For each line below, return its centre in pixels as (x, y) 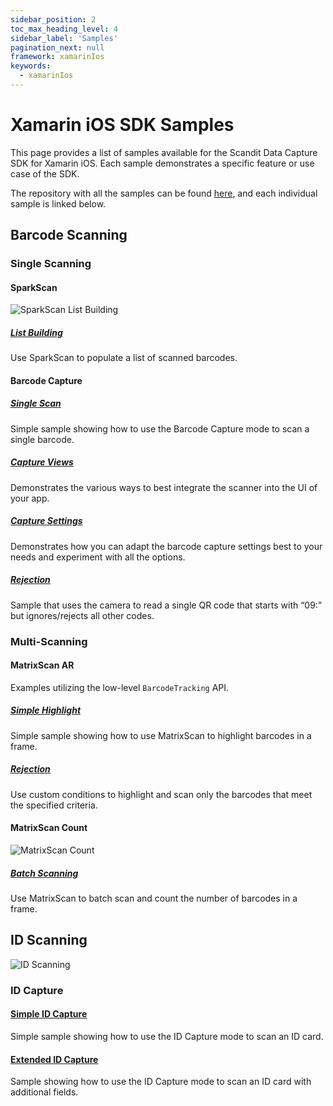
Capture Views (42, 462)
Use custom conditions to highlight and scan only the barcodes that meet (161, 794)
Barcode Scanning (69, 235)
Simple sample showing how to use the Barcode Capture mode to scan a (160, 428)
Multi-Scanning (49, 641)
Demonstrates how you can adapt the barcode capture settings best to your (166, 546)
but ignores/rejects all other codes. (82, 615)
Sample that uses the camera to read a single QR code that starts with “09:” (166, 605)
